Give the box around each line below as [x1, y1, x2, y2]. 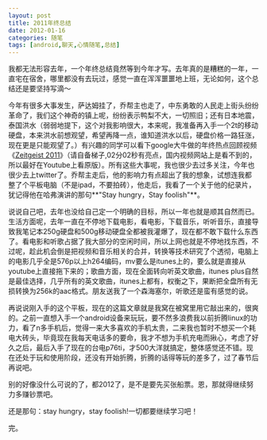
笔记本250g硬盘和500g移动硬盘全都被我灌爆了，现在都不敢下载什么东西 [21, 227, 258, 237]
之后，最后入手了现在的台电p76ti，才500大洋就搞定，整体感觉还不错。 [14, 343, 246, 353]
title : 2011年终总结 [8, 19, 72, 27]
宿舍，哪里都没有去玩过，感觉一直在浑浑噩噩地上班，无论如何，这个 [29, 74, 252, 83]
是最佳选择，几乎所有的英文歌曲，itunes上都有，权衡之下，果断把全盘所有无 [8, 276, 258, 286]
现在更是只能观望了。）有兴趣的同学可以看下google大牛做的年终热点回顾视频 [8, 141, 257, 150]
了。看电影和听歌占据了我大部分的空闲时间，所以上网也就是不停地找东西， [8, 237, 252, 246]
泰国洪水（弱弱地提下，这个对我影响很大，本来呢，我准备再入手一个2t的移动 [8, 121, 259, 130]
